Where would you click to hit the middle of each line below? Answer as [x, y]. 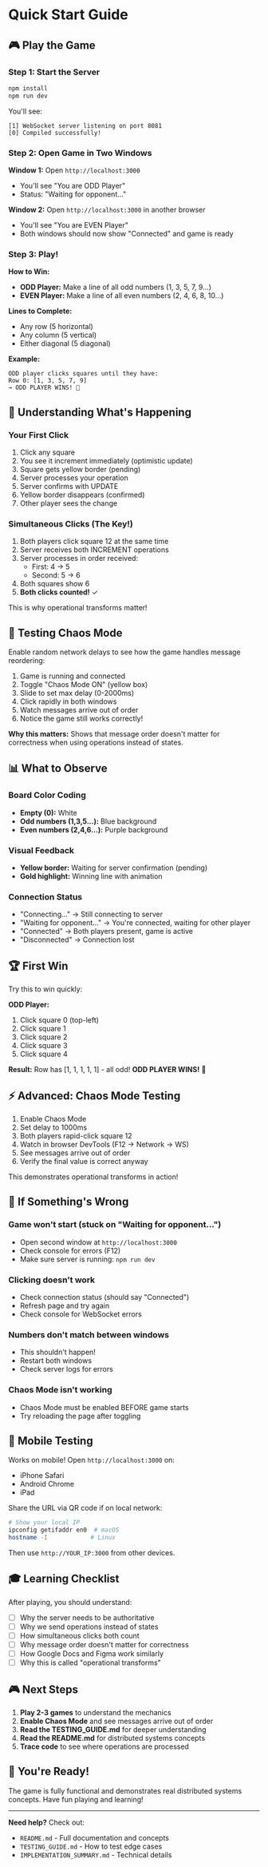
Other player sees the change [69, 503]
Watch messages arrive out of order [79, 710]
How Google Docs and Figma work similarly [92, 1654]
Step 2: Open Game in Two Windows [80, 153]
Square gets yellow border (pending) [80, 469]
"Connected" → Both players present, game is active [106, 932]
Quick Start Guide [69, 15]
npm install [28, 88]
